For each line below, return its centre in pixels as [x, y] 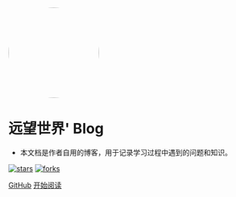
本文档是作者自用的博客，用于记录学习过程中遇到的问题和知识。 [126, 152]
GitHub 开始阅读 [35, 185]
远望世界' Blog [56, 129]
